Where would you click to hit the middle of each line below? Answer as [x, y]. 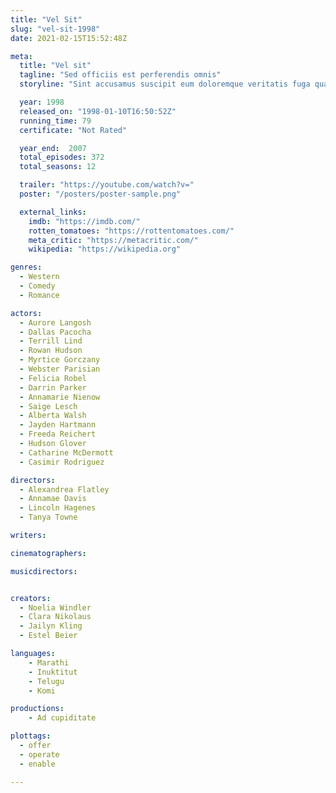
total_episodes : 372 [62, 157]
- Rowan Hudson [51, 351]
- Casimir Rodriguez [62, 462]
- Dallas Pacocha [55, 332]
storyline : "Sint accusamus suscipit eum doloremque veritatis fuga [165, 84]
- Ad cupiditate [62, 718]
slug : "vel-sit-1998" [55, 29]
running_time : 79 [55, 121]
